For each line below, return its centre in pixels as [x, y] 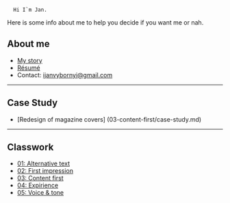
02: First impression [45, 171]
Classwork [30, 147]
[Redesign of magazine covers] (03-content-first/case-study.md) [109, 119]
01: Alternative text [43, 163]
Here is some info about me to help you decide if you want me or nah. [105, 23]
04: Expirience [38, 185]
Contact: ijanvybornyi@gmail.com [65, 75]
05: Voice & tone [40, 193]
